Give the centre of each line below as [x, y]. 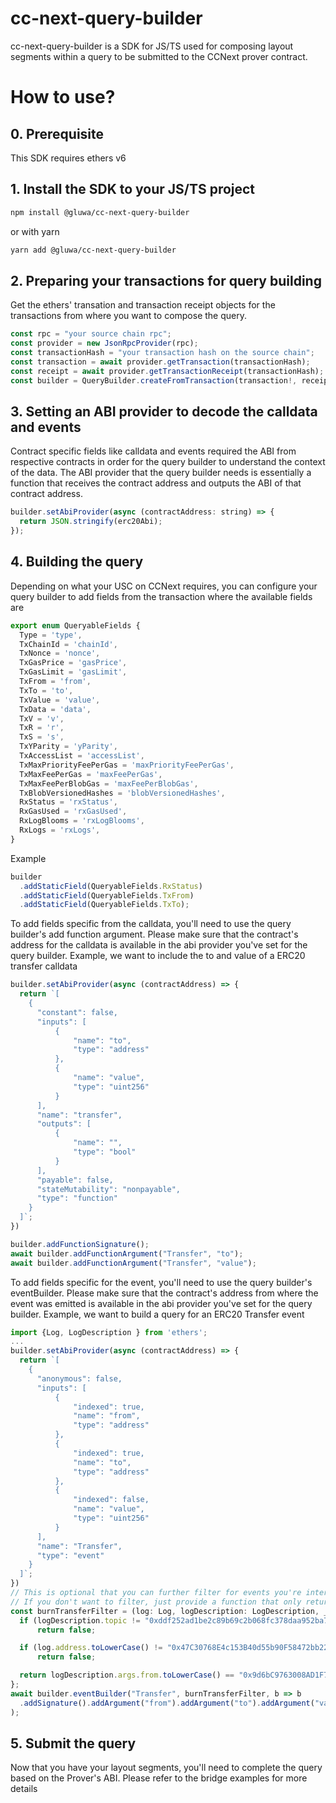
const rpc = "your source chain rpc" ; [91, 334]
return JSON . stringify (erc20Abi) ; [91, 522]
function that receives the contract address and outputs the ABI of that [156, 483]
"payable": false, [75, 1180]
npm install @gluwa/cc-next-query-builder [100, 212]
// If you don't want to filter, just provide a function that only [156, 1602]
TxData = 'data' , [55, 709]
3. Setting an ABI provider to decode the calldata [164, 411]
